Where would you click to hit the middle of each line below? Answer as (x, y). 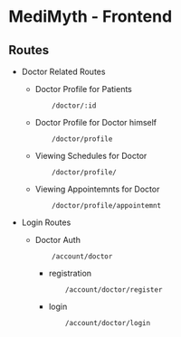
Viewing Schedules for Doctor (91, 156)
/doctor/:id (74, 106)
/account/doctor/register (114, 290)
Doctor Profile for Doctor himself (96, 122)
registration (70, 273)
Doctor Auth (57, 240)
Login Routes (46, 222)
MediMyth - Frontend (90, 17)
